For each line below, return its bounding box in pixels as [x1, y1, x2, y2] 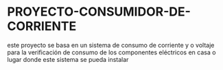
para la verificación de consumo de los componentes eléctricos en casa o [7, 48, 216, 56]
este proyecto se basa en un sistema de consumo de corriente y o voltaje [7, 41, 215, 49]
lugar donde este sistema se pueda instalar [7, 55, 129, 63]
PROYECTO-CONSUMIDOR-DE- [7, 4, 191, 20]
